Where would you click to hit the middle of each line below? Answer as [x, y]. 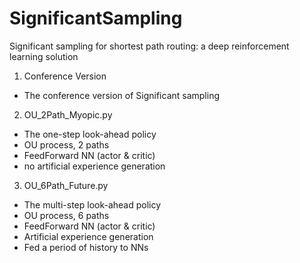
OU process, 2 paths [66, 144]
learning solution [44, 56]
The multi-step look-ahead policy [92, 204]
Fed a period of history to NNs [86, 247]
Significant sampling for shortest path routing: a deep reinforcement [149, 46]
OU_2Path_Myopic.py [68, 114]
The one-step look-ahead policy [90, 134]
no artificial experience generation [94, 166]
